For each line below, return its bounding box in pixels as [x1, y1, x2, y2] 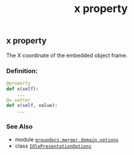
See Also [6, 123, 33, 131]
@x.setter [6, 97, 31, 103]
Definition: [6, 67, 38, 75]
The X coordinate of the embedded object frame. [6, 52, 128, 59]
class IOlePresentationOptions [14, 142, 92, 150]
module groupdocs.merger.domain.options [14, 136, 119, 143]
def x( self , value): [6, 103, 58, 109]
